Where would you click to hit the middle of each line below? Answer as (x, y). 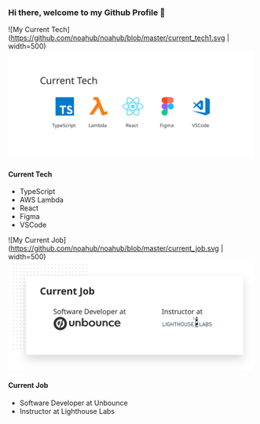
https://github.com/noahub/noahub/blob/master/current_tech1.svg (118, 38)
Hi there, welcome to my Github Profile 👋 (87, 13)
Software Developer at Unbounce (73, 403)
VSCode (33, 225)
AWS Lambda (42, 200)
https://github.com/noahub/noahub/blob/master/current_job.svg (115, 249)
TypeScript (37, 192)
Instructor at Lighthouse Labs (67, 411)
